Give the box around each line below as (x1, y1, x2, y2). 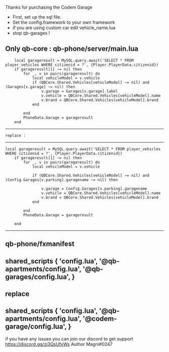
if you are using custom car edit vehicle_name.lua (12, 25, 116, 31)
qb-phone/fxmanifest (5, 240, 74, 248)
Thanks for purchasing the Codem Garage (5, 5, 93, 10)
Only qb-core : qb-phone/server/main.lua (5, 45, 139, 53)
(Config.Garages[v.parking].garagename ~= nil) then (5, 177, 118, 183)
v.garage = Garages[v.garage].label (41, 89, 118, 94)
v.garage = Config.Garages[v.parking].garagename (41, 186, 147, 191)
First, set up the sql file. (12, 14, 61, 20)
